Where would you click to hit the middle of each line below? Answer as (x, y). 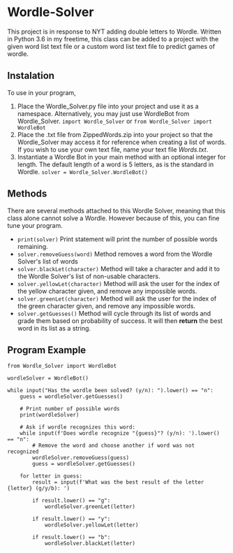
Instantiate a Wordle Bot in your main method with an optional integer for (121, 157)
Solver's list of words (47, 261)
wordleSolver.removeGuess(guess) (81, 458)
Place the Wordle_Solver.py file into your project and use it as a (108, 106)
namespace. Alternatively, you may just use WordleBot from (103, 113)
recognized (23, 452)
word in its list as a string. (54, 328)
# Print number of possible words (70, 409)
